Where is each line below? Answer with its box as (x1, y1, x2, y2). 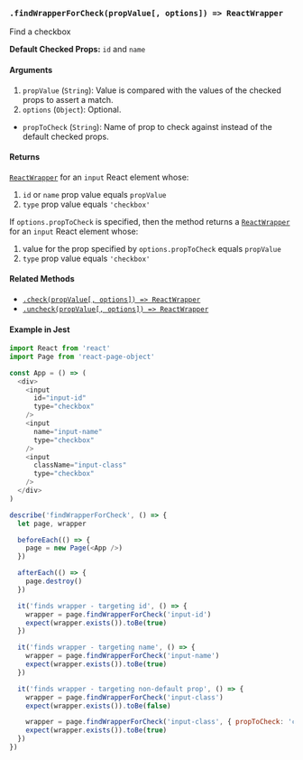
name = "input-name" (32, 427, 103, 436)
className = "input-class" (32, 460, 127, 470)
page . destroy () (25, 577, 83, 586)
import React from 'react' (9, 344, 111, 353)
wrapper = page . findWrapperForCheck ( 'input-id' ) (25, 609, 212, 619)
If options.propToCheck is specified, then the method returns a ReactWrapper (9, 216, 290, 227)
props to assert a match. (22, 94, 114, 105)
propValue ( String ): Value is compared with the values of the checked (22, 85, 281, 96)
